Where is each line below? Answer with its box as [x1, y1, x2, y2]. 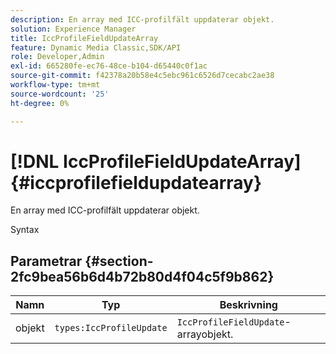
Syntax [10, 224, 40, 236]
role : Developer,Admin [10, 52, 105, 62]
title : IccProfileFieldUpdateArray [10, 33, 159, 43]
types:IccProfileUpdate [54, 322, 168, 334]
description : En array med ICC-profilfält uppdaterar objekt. [10, 14, 275, 25]
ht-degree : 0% [10, 98, 70, 108]
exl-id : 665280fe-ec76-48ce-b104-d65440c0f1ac [10, 61, 208, 71]
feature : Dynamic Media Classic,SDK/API [10, 42, 182, 53]
